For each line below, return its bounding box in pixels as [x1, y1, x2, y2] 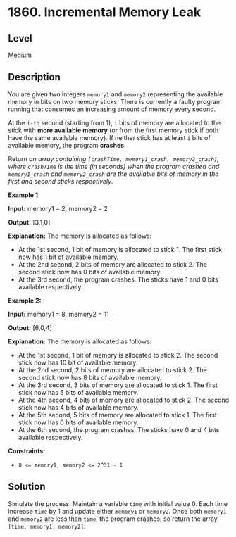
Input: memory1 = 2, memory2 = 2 [8, 204, 108, 213]
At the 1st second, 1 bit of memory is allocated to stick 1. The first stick [18, 245, 223, 253]
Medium [8, 51, 32, 59]
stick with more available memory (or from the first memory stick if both [8, 126, 219, 134]
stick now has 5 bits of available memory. [18, 388, 139, 396]
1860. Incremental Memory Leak [8, 4, 201, 20]
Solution [8, 481, 46, 493]
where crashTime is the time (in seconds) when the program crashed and [8, 162, 220, 170]
